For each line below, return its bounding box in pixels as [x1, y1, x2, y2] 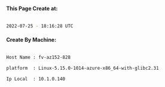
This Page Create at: [6, 5, 58, 12]
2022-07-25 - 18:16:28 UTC [6, 23, 74, 29]
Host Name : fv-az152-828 [6, 54, 71, 61]
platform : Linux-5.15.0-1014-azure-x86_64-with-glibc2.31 [6, 66, 160, 72]
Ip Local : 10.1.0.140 [6, 76, 66, 82]
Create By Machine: [6, 36, 57, 43]
